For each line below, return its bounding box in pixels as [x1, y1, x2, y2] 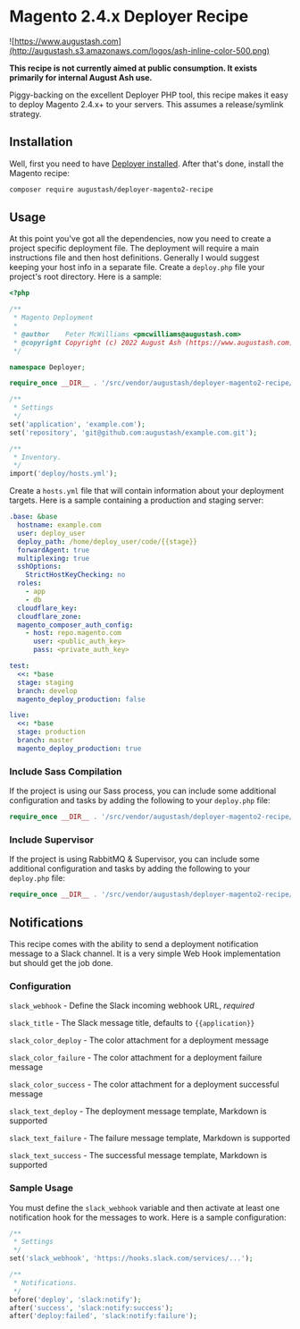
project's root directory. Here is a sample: [9, 271, 162, 283]
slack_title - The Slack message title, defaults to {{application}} [9, 1018, 255, 1028]
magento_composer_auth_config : [17, 620, 134, 630]
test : [9, 662, 29, 671]
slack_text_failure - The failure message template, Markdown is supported [9, 1133, 290, 1144]
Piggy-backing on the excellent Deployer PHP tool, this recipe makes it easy [9, 89, 288, 100]
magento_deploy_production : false [17, 695, 146, 704]
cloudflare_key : [17, 604, 78, 613]
